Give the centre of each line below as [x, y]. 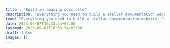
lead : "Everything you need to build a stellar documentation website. [82, 19]
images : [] [17, 38]
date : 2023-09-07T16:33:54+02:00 [40, 24]
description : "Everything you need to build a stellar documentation [80, 14]
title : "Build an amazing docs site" [46, 10]
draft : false [19, 33]
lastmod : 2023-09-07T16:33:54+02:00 [44, 28]
